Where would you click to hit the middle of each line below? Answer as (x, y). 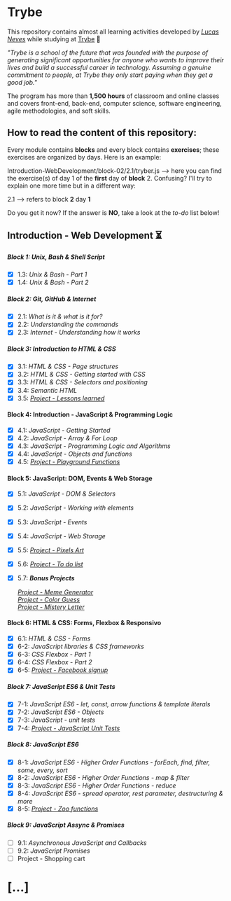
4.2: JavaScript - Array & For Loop (67, 438)
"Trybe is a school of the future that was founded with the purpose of (108, 53)
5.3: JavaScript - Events (52, 522)
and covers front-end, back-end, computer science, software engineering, (114, 103)
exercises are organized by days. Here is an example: (84, 157)
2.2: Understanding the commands (68, 324)
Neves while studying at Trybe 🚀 (54, 39)
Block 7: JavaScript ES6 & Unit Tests (61, 686)
